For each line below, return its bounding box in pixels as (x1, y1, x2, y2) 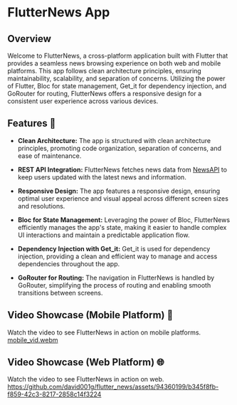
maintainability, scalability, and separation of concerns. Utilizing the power (7, 74, 226, 83)
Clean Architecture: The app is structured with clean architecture (17, 136, 211, 144)
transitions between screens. (17, 288, 103, 297)
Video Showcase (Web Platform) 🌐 (7, 357, 165, 369)
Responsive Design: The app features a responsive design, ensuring (17, 186, 221, 195)
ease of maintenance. (17, 151, 82, 160)
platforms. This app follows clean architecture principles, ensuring (7, 67, 201, 75)
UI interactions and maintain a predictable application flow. (17, 231, 190, 239)
